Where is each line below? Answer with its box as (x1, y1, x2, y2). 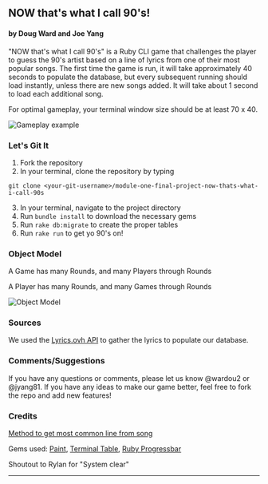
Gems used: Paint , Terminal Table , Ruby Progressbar (8, 444, 182, 454)
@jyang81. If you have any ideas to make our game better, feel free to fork (8, 382, 252, 391)
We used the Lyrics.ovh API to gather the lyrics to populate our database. (8, 335, 249, 345)
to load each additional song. (8, 89, 104, 98)
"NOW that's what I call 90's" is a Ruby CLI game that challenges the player (8, 46, 257, 56)
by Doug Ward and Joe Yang (8, 28, 104, 38)
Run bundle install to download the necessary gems (19, 211, 197, 220)
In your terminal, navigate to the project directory (19, 203, 181, 212)
